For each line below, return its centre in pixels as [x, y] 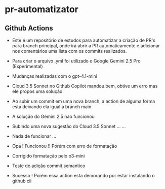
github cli [22, 181]
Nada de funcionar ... [34, 136]
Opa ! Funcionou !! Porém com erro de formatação [65, 146]
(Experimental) [28, 66]
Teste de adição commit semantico [49, 166]
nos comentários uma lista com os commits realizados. [69, 51]
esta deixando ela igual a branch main [52, 107]
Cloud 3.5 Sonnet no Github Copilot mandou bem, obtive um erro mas [85, 86]
